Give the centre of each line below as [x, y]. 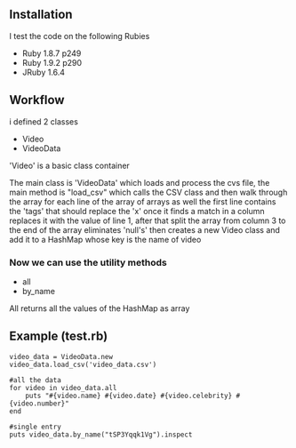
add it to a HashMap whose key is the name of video [105, 239]
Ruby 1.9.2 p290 [52, 62]
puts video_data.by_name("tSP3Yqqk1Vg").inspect [101, 435]
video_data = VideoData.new [61, 356]
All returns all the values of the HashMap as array [100, 308]
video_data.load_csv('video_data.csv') [83, 364]
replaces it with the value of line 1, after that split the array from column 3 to [148, 220]
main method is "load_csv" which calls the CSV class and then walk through [148, 192]
